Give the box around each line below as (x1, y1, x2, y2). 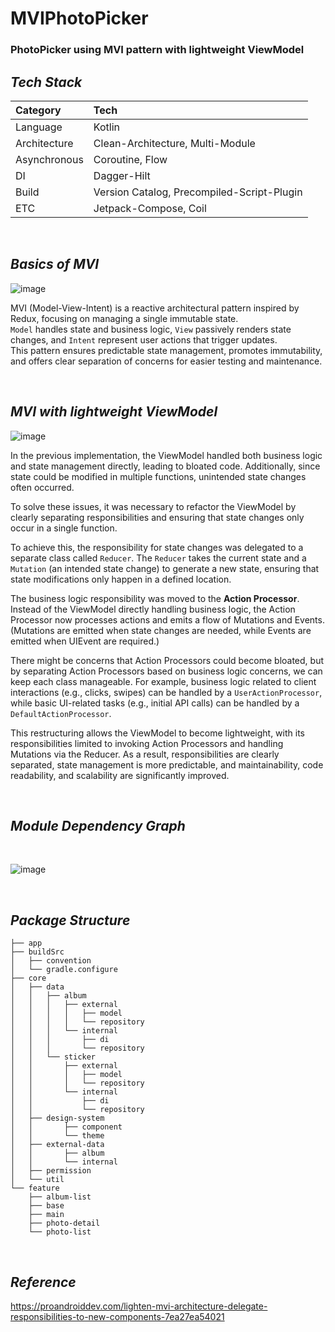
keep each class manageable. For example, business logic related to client (10, 675, 317, 687)
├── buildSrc (10, 947, 65, 957)
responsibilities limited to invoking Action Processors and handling (10, 737, 284, 749)
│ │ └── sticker (10, 1052, 97, 1062)
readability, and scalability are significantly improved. (10, 769, 230, 781)
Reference (10, 1273, 77, 1291)
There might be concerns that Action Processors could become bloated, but (10, 654, 325, 666)
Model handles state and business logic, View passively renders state (10, 323, 292, 335)
